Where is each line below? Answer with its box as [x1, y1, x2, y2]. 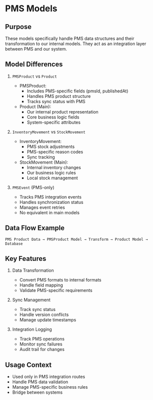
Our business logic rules [26, 170, 76, 175]
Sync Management [12, 297, 51, 303]
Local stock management [26, 175, 78, 181]
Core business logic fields [26, 114, 79, 120]
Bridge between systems [12, 389, 63, 396]
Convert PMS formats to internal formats [19, 277, 102, 283]
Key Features [5, 255, 47, 263]
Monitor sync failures [19, 341, 63, 347]
